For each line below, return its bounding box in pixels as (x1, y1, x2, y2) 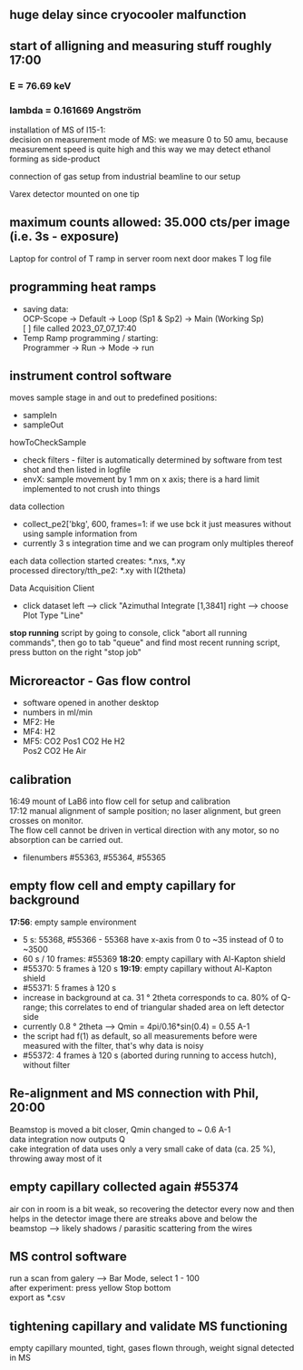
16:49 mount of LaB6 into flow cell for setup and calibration (9, 796, 231, 807)
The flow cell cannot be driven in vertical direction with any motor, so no (9, 825, 279, 836)
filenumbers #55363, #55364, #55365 (22, 852, 166, 863)
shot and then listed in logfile (22, 465, 132, 475)
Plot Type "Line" (22, 610, 84, 621)
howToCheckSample (9, 437, 87, 448)
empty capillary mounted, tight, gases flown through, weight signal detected (9, 1343, 295, 1354)
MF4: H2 (22, 726, 56, 738)
